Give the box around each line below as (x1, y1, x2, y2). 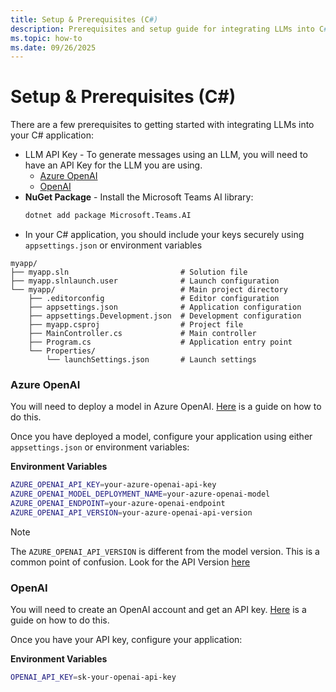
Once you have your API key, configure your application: (10, 634, 243, 646)
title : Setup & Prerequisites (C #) (10, 14, 159, 25)
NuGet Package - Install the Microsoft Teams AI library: (24, 191, 254, 203)
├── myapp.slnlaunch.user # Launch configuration (10, 276, 280, 286)
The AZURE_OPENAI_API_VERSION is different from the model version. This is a (10, 545, 320, 557)
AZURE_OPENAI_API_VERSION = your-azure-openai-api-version (10, 507, 253, 518)
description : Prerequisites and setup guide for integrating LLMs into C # (10, 24, 329, 34)
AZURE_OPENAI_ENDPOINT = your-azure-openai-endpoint (10, 499, 226, 509)
